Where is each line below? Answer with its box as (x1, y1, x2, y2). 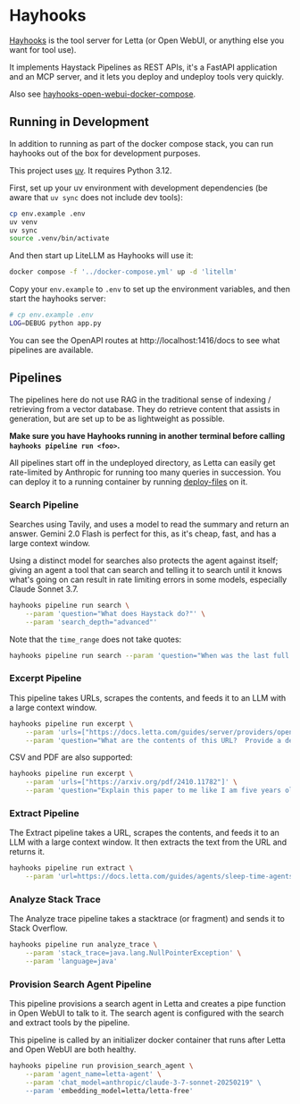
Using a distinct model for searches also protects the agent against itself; (9, 555, 279, 566)
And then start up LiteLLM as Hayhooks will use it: (9, 250, 194, 261)
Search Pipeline (9, 498, 79, 510)
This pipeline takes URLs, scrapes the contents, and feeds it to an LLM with (9, 692, 287, 703)
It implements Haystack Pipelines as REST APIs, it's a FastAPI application (9, 62, 278, 72)
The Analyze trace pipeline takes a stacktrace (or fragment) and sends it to (9, 914, 286, 924)
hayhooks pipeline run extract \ (9, 864, 134, 872)
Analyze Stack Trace (9, 893, 101, 906)
